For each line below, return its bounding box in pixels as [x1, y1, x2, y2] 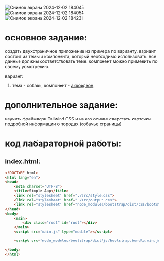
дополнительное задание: [5, 100, 118, 111]
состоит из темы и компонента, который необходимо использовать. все [5, 53, 157, 59]
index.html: [5, 158, 41, 166]
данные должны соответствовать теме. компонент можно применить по [5, 59, 158, 64]
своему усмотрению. [5, 63, 50, 69]
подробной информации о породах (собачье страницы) [5, 121, 122, 127]
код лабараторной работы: [5, 138, 122, 149]
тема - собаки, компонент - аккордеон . [12, 82, 95, 88]
